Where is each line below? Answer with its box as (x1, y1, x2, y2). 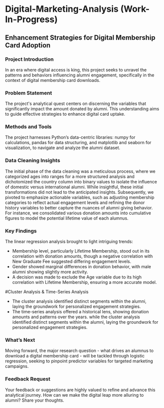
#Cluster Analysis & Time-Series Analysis (5, 289, 89, 295)
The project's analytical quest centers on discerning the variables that (5, 101, 146, 106)
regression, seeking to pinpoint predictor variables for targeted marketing (5, 358, 153, 364)
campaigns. (5, 363, 29, 369)
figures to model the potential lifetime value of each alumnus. (5, 215, 129, 221)
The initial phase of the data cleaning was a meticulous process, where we (5, 168, 156, 174)
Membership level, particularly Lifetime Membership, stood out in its (12, 248, 150, 254)
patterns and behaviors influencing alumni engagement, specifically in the (5, 72, 155, 78)
